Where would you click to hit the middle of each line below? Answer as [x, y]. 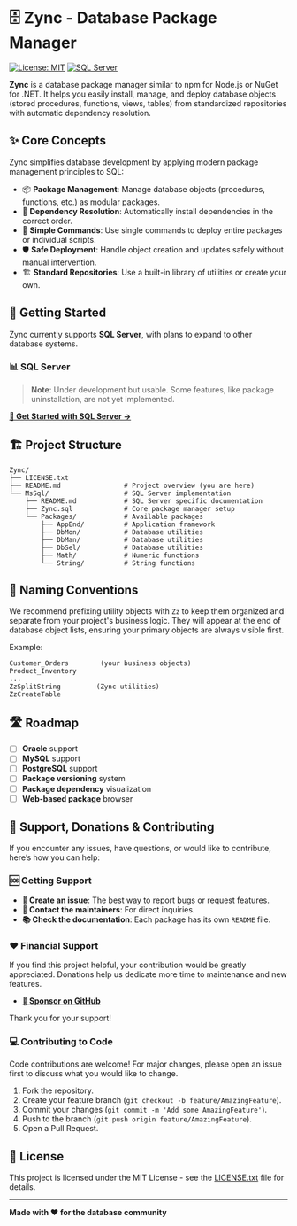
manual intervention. [59, 262]
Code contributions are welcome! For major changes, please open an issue [146, 1064]
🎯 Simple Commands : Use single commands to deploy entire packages [152, 230]
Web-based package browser [77, 798]
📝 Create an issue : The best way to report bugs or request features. [145, 900]
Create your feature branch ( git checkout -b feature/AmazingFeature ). [152, 1100]
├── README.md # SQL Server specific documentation [144, 501]
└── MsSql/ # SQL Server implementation [120, 493]
